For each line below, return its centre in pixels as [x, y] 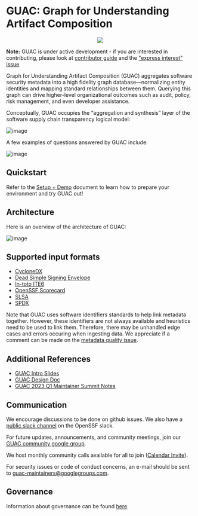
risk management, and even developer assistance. [68, 101]
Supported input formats [53, 257]
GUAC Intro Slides [37, 373]
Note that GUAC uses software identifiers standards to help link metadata [96, 315]
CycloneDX [29, 271]
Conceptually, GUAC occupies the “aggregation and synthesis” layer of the [98, 112]
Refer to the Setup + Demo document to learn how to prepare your [88, 187]
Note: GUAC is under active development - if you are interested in [87, 51]
